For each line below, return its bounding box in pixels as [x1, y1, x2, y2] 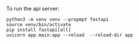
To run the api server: [6, 5, 60, 12]
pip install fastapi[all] [6, 27, 71, 33]
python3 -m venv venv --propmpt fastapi [6, 17, 110, 23]
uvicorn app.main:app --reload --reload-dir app [6, 32, 134, 38]
